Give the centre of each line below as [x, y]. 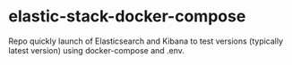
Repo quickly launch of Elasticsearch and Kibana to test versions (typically [146, 41]
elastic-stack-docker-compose [127, 16]
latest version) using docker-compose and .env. [97, 50]
